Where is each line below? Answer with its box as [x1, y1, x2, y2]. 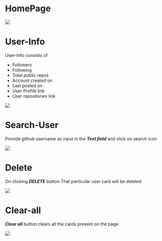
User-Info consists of [5, 52, 48, 58]
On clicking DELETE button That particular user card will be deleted [5, 178, 141, 184]
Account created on [12, 77, 53, 83]
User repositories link [12, 93, 55, 99]
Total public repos [12, 72, 49, 78]
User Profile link [12, 88, 45, 94]
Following [12, 67, 32, 73]
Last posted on [12, 82, 43, 88]
